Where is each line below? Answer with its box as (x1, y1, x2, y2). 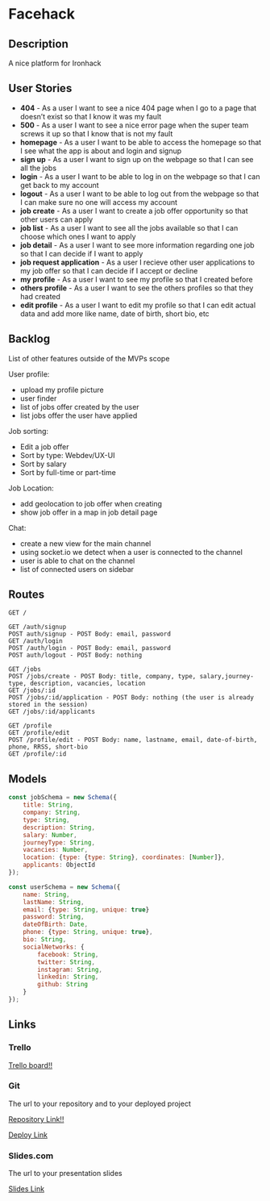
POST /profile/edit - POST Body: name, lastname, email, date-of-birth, (8, 736, 258, 744)
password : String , (23, 913, 85, 921)
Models (8, 772, 47, 786)
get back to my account (19, 180, 99, 190)
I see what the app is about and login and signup (19, 146, 182, 156)
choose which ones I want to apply (19, 231, 136, 241)
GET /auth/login (8, 637, 63, 645)
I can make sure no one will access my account (19, 197, 178, 206)
